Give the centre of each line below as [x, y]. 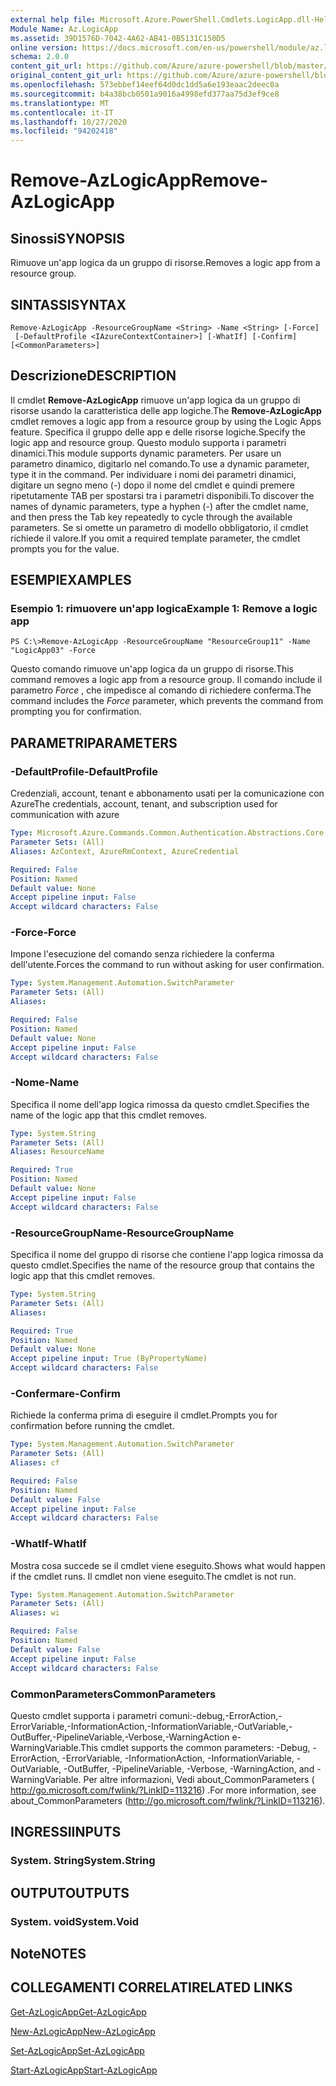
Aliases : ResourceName [57, 1152]
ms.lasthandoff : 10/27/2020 [69, 122]
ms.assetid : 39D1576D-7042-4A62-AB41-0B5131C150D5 [118, 38]
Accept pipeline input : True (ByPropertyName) [109, 1359]
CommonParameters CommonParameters [113, 1694]
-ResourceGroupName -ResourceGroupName [122, 1233]
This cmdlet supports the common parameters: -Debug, [195, 1747]
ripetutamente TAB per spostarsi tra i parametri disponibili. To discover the [162, 495]
